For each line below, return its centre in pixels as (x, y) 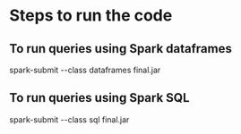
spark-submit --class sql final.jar (69, 119)
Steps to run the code (91, 16)
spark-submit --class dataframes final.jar (85, 70)
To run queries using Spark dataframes (121, 49)
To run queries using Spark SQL (99, 98)
